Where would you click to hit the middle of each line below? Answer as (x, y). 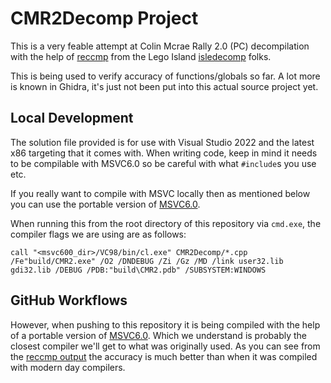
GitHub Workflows (69, 300)
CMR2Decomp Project (104, 18)
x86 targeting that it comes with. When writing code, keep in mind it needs (164, 153)
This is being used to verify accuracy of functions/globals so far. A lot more (165, 76)
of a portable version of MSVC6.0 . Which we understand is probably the (159, 335)
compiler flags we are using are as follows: (98, 234)
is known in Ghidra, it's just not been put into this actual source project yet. (164, 86)
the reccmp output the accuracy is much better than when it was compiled (164, 356)
